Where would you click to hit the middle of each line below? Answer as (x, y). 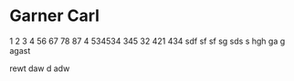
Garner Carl (55, 16)
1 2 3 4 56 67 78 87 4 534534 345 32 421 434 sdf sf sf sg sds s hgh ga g (147, 41)
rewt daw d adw (40, 68)
